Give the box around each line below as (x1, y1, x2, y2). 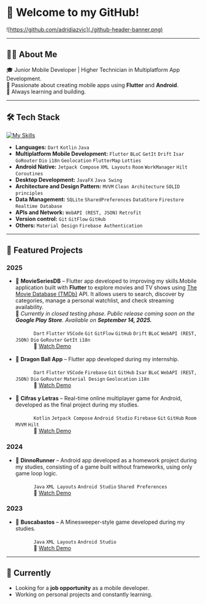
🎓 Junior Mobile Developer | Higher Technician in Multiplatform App (6, 66, 180, 73)
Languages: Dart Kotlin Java (15, 143, 90, 151)
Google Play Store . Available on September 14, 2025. (15, 316, 152, 324)
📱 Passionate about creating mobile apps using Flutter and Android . (6, 81, 179, 88)
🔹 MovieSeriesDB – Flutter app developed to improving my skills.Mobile (15, 277, 197, 285)
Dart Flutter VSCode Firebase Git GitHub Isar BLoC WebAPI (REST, (33, 370, 197, 376)
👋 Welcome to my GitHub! (6, 6, 140, 20)
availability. (15, 304, 44, 311)
